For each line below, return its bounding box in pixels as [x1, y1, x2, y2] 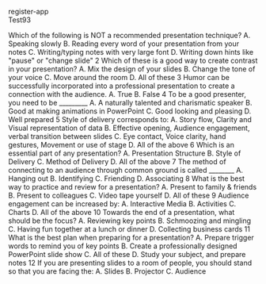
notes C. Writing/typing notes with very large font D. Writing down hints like [8, 48, 254, 56]
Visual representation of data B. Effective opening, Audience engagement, [8, 123, 250, 132]
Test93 [8, 15, 32, 25]
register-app [8, 7, 49, 16]
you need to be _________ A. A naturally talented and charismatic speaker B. [8, 98, 253, 107]
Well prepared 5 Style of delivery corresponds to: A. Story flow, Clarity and [8, 115, 252, 124]
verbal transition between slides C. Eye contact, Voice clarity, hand [8, 132, 226, 141]
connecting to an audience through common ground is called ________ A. [8, 166, 244, 175]
